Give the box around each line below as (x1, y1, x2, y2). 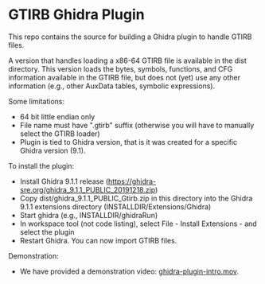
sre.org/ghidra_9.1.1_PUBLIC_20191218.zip (19, 185, 156, 194)
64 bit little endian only (19, 111, 95, 121)
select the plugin (19, 227, 75, 236)
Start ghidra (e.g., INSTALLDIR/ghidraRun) (19, 210, 158, 220)
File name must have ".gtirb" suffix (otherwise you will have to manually (19, 120, 255, 130)
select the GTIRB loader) (19, 129, 101, 138)
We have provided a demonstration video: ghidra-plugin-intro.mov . (19, 266, 240, 276)
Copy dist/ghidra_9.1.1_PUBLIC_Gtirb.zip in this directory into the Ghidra (19, 193, 253, 203)
